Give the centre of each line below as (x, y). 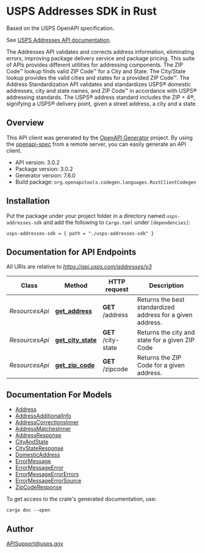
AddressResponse (38, 435)
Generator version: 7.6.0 (45, 175)
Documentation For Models (59, 395)
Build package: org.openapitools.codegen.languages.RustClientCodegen (106, 182)
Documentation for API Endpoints (71, 252)
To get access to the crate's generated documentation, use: (81, 499)
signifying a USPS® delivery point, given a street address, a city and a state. (102, 103)
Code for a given (161, 366)
